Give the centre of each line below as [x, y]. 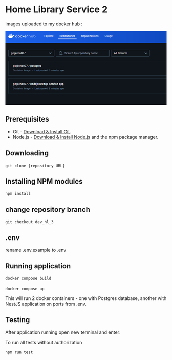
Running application [38, 266]
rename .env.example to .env [36, 250]
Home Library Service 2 [57, 9]
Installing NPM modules [44, 181]
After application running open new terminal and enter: [63, 332]
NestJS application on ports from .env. [46, 304]
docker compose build [28, 278]
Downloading [27, 153]
